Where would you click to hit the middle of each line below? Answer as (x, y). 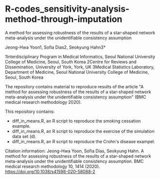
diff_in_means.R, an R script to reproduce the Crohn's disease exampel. (83, 141)
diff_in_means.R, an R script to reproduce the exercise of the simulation (83, 131)
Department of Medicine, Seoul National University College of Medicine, (77, 72)
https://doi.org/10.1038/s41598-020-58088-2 (50, 171)
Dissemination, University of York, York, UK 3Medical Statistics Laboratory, (80, 67)
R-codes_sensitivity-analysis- (67, 9)
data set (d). (24, 136)
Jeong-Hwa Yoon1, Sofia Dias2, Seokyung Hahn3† (55, 47)
